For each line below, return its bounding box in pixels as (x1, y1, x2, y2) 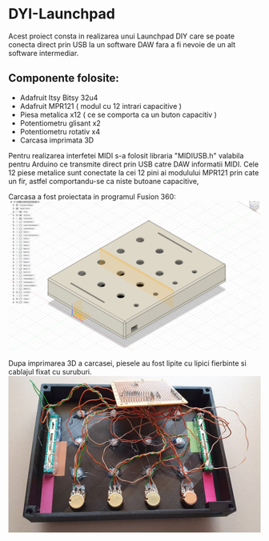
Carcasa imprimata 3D (19, 135, 94, 145)
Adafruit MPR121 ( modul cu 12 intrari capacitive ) (19, 101, 183, 110)
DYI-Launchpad (8, 5, 116, 23)
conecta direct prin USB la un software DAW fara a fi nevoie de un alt (8, 39, 236, 49)
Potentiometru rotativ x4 (19, 126, 101, 136)
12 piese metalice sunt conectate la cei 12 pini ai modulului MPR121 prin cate (8, 167, 259, 177)
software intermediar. (8, 48, 79, 58)
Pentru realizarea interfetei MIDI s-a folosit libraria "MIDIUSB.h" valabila (8, 150, 244, 160)
